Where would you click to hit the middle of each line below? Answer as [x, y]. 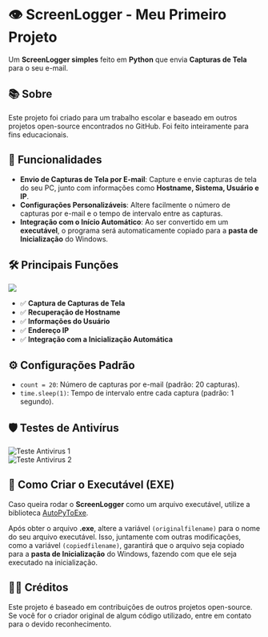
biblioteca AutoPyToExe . [48, 513]
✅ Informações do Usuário [65, 322]
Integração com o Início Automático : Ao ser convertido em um [124, 221]
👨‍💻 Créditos [38, 588]
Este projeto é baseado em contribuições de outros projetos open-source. [130, 607]
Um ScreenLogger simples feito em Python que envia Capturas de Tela [128, 59]
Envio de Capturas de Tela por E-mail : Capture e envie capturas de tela [138, 179]
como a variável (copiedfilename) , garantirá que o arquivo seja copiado [126, 545]
